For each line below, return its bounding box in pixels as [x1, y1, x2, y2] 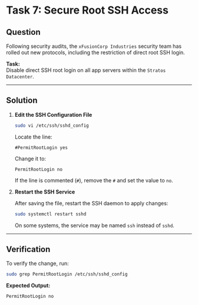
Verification [6, 244, 51, 254]
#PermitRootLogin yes [14, 145, 68, 150]
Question [6, 27, 41, 37]
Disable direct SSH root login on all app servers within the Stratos [6, 67, 166, 74]
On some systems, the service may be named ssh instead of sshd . [14, 222, 175, 229]
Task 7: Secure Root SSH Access [6, 4, 169, 17]
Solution [6, 96, 38, 106]
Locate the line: [14, 133, 52, 140]
